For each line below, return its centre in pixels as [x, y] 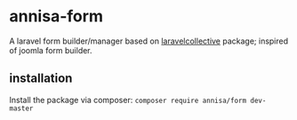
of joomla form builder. [51, 50]
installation [41, 79]
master [21, 108]
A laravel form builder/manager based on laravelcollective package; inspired [149, 41]
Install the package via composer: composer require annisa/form [128, 100]
